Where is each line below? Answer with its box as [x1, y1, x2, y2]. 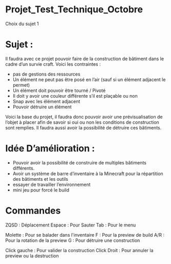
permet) [12, 82, 30, 88]
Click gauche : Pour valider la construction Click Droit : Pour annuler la [5, 247, 154, 253]
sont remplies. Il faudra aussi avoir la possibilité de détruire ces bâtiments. [5, 124, 162, 130]
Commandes [5, 205, 61, 216]
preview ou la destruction [5, 253, 59, 259]
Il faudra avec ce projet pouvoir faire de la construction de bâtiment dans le [5, 55, 164, 62]
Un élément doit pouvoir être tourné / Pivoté [12, 87, 106, 93]
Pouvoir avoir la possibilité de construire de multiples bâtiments [12, 159, 147, 165]
